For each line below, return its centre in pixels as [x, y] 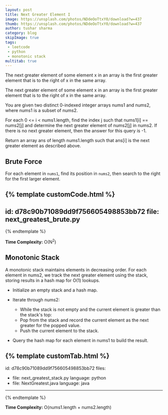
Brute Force [24, 161]
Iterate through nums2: [36, 299]
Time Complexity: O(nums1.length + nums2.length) [58, 407]
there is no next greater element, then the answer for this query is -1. [76, 131]
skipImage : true [22, 38]
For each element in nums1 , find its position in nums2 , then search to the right [83, 173]
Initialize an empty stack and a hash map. [55, 290]
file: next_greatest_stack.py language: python [59, 377]
